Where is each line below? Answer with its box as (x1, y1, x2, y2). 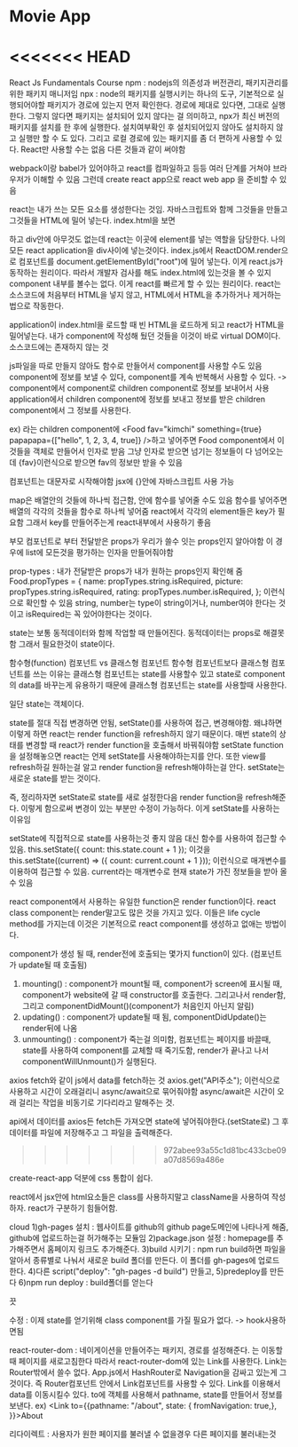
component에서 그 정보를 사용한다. (9, 405, 131, 416)
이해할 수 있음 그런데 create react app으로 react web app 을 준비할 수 (32, 174, 278, 185)
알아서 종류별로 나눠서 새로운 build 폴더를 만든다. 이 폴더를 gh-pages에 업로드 (9, 1255, 280, 1266)
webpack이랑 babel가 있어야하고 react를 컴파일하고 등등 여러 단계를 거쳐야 (9, 163, 271, 174)
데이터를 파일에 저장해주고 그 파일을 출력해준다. (9, 1127, 173, 1138)
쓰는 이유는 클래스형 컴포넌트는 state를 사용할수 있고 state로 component (32, 669, 286, 680)
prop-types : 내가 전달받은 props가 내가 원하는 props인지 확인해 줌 (9, 566, 244, 576)
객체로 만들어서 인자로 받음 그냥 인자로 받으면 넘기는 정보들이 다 (32, 446, 253, 457)
